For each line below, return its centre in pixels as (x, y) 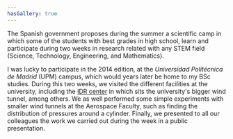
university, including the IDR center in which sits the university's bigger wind (116, 91)
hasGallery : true (32, 14)
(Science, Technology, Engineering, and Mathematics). (86, 56)
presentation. (26, 128)
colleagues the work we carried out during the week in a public (97, 121)
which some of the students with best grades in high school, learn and (108, 41)
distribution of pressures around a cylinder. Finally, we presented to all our (114, 113)
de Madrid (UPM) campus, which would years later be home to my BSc (109, 76)
